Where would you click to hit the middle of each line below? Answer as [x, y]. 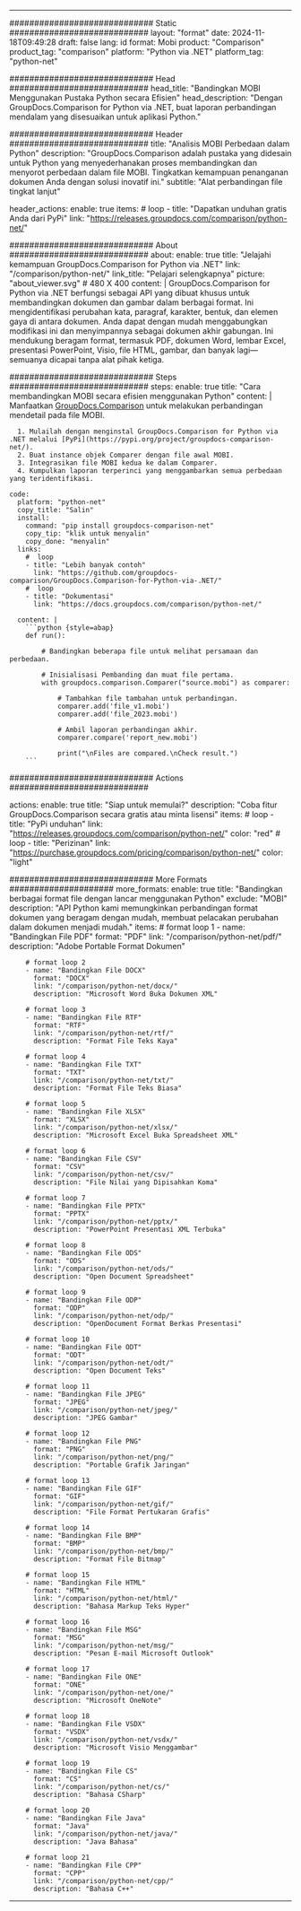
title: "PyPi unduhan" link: [56, 824]
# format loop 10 [58, 1339]
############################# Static [93, 23]
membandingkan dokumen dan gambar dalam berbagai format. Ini [132, 302]
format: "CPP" [60, 1873]
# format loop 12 [58, 1434]
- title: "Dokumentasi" [70, 597]
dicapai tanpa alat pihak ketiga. [107, 359]
